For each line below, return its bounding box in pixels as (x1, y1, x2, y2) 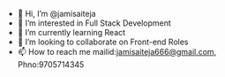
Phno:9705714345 (17, 59, 85, 70)
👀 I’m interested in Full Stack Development (17, 18, 172, 28)
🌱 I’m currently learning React (17, 27, 126, 37)
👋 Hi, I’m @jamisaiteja (17, 9, 96, 19)
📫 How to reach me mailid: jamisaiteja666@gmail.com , (17, 47, 217, 57)
